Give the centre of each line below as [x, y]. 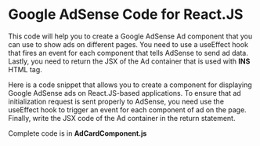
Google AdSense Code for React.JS [126, 15]
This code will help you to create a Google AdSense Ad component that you [130, 36]
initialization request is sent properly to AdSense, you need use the [116, 101]
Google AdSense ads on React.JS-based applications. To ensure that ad [125, 93]
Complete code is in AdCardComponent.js [78, 133]
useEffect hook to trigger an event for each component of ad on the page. [127, 109]
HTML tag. [25, 69]
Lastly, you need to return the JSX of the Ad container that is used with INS [129, 61]
